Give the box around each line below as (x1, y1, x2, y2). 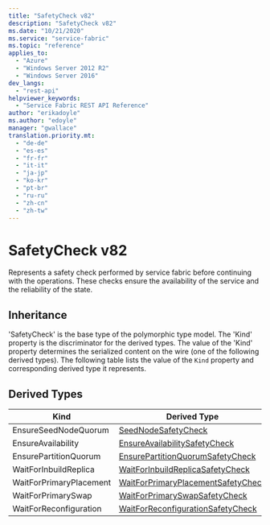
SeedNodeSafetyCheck (118, 424, 208, 436)
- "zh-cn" (15, 199, 48, 207)
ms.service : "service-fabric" (8, 34, 110, 43)
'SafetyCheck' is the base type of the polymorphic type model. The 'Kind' (8, 329, 253, 339)
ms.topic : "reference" (8, 42, 84, 50)
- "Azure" (15, 57, 48, 65)
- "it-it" (15, 162, 48, 170)
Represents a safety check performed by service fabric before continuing (8, 267, 252, 278)
